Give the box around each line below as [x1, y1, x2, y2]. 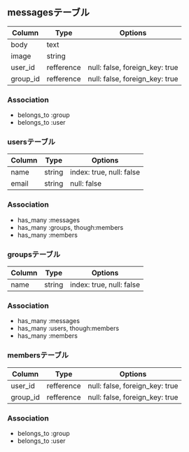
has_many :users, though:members [17, 324, 120, 333]
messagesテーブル [7, 6, 90, 19]
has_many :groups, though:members [17, 223, 124, 231]
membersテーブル [7, 350, 69, 360]
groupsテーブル [7, 249, 61, 259]
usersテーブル [7, 137, 56, 147]
